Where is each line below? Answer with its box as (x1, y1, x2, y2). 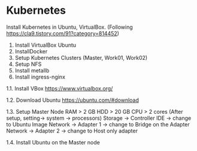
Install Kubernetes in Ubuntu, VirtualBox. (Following (6, 23, 133, 31)
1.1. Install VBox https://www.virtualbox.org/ (6, 84, 113, 92)
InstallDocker (14, 47, 48, 55)
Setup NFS (14, 61, 42, 68)
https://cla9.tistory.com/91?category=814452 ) (6, 29, 120, 37)
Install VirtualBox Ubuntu (14, 41, 77, 49)
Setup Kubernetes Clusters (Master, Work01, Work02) (14, 54, 148, 61)
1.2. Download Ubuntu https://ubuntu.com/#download (6, 96, 140, 104)
